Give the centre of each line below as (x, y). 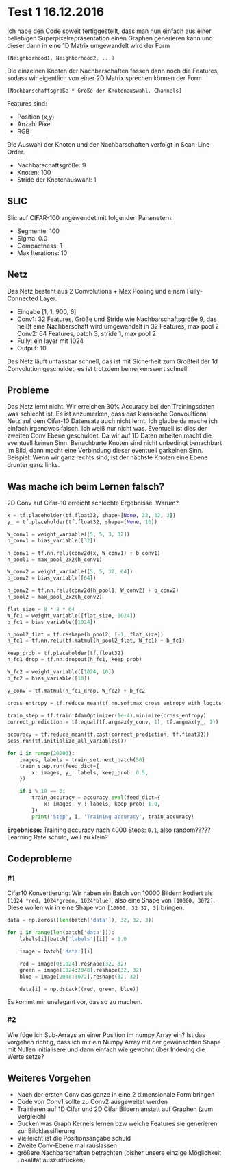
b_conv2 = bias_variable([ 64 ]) (52, 578)
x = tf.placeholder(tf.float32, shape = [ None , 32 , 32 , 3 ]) (91, 516)
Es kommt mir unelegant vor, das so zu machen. (75, 1002)
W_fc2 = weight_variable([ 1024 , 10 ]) (61, 672)
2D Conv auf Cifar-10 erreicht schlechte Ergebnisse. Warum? (93, 503)
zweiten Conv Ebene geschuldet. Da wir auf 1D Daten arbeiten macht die (110, 435)
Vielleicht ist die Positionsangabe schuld (74, 1138)
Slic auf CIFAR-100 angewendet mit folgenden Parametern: (90, 217)
